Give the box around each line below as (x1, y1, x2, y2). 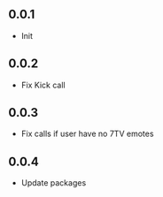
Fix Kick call (20, 80, 66, 90)
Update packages (20, 178, 87, 188)
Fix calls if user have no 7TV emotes (20, 128, 154, 140)
